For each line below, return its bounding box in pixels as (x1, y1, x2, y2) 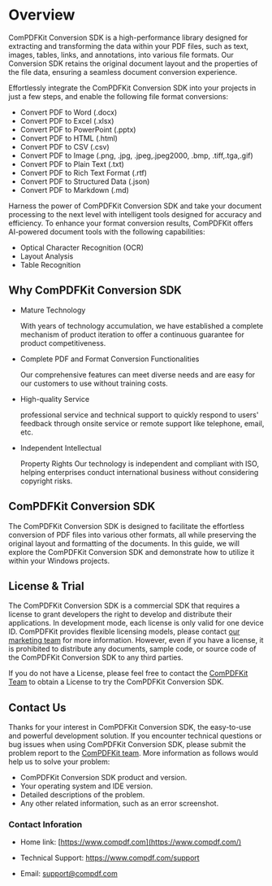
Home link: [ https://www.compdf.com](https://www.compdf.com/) (19, 837, 242, 847)
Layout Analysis (19, 251, 74, 261)
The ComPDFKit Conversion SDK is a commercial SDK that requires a (8, 600, 240, 611)
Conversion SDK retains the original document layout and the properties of (8, 59, 258, 68)
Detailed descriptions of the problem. (19, 790, 145, 800)
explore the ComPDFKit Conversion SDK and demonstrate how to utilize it (8, 547, 255, 556)
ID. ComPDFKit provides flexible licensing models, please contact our (8, 626, 240, 636)
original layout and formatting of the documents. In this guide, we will (8, 539, 240, 548)
